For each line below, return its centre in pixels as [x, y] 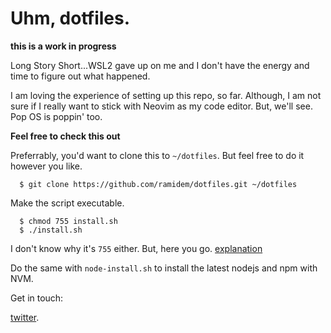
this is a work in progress [63, 46]
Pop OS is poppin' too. [56, 116]
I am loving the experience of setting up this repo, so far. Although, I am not [166, 95]
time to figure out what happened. [80, 76]
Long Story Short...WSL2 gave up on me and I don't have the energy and [160, 65]
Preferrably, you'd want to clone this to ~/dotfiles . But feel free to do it [157, 155]
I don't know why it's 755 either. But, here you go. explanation [136, 248]
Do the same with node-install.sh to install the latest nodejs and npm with [164, 268]
